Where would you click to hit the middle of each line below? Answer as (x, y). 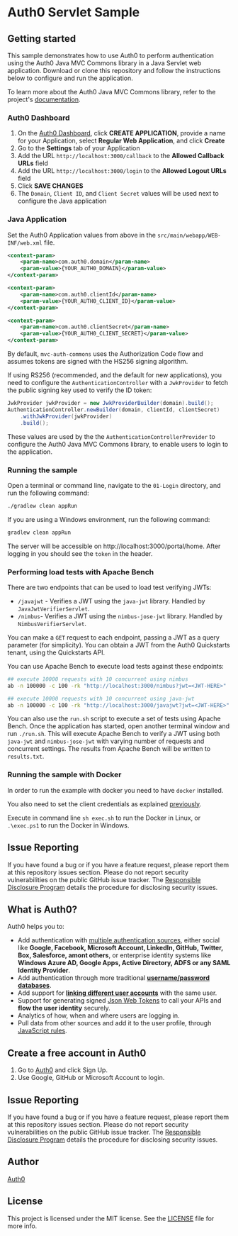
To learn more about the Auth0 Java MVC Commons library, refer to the (112, 92)
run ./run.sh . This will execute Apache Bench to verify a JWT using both (114, 734)
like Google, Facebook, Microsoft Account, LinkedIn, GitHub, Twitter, (120, 948)
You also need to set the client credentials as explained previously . (104, 804)
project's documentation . (44, 99)
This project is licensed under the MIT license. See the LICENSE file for (111, 1218)
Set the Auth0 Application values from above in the (81, 235)
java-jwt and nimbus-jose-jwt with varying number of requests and (106, 741)
